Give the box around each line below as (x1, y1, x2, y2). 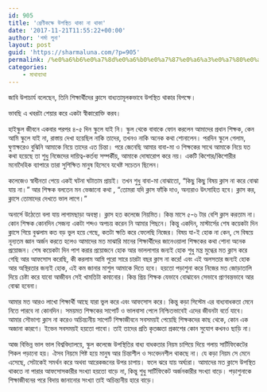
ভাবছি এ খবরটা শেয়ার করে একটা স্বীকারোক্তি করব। (8, 108, 122, 117)
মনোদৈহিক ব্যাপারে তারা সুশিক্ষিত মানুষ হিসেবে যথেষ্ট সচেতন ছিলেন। (8, 159, 161, 169)
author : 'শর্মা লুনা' (8, 33, 62, 42)
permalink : (8, 56, 44, 64)
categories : (8, 63, 48, 71)
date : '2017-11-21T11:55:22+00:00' (8, 26, 126, 34)
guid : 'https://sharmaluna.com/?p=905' (8, 48, 141, 56)
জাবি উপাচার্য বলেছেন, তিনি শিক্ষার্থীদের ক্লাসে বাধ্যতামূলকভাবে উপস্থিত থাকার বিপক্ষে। (8, 92, 196, 102)
